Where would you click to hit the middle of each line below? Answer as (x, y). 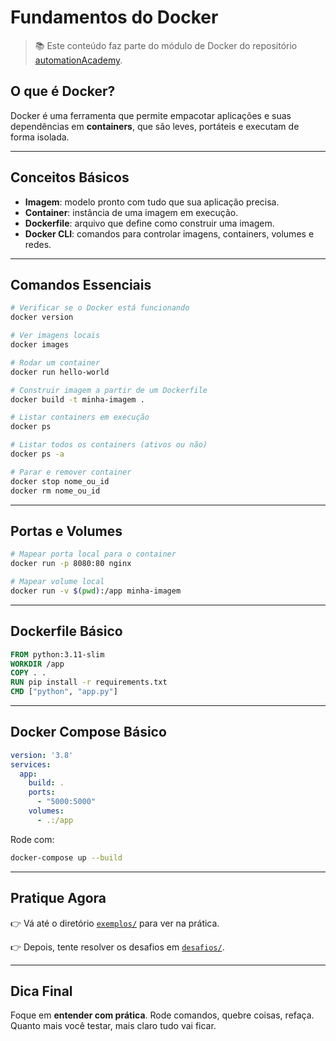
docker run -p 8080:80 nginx (71, 564)
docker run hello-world (60, 372)
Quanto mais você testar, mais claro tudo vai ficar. (113, 1026)
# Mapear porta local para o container (93, 554)
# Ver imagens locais (55, 336)
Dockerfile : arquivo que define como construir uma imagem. (149, 223)
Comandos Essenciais (81, 284)
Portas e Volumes (66, 531)
